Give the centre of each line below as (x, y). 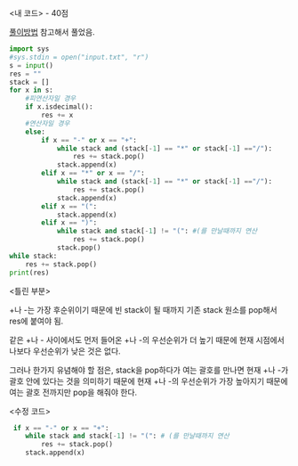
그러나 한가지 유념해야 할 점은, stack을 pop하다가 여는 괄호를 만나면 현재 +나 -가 (149, 370)
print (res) (29, 273)
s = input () (31, 65)
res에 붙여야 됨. (36, 321)
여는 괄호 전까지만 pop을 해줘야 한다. (73, 392)
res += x (57, 115)
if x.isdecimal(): (59, 107)
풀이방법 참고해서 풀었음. (52, 32)
